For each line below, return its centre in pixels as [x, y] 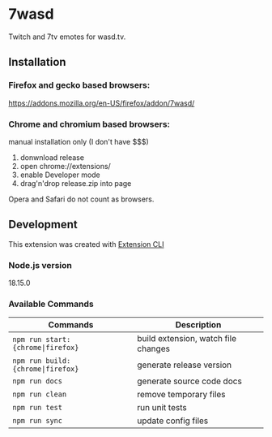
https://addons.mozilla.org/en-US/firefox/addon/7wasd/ [102, 103]
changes [153, 348]
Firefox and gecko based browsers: [79, 85]
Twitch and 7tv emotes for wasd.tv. [67, 37]
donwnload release [52, 157]
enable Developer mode [60, 175]
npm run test [38, 408]
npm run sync [38, 421]
